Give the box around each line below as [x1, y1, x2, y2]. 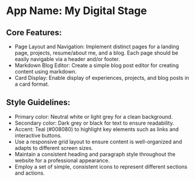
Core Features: [6, 28, 62, 38]
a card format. [14, 81, 49, 88]
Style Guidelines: [6, 98, 71, 108]
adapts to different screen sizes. [14, 144, 93, 151]
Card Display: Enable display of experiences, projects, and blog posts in [14, 75, 190, 81]
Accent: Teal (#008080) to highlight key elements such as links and [14, 125, 179, 133]
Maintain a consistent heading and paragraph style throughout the [14, 150, 176, 157]
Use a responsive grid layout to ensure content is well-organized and [14, 138, 183, 145]
